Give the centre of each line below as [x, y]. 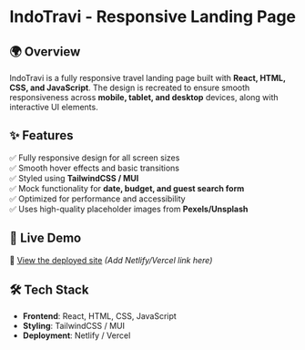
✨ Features [41, 135]
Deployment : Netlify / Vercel [76, 335]
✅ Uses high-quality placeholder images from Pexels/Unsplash [129, 209]
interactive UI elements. [54, 107]
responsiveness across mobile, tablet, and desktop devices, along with [144, 97]
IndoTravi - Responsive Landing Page [153, 17]
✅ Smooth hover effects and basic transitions [95, 168]
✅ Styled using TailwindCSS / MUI [74, 178]
